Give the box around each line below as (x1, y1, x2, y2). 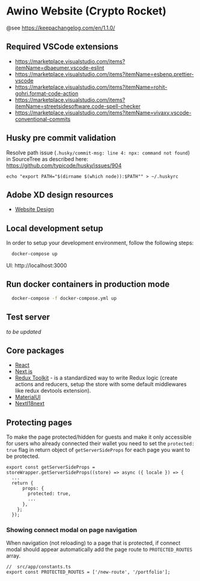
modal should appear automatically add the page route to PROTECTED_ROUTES (6, 546, 193, 553)
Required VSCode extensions (6, 42, 119, 52)
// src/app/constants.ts (6, 564, 71, 570)
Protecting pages (6, 417, 72, 428)
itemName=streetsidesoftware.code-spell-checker (14, 103, 141, 110)
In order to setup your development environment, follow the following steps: (6, 240, 194, 247)
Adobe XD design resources (6, 189, 114, 200)
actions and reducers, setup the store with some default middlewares (14, 381, 187, 388)
